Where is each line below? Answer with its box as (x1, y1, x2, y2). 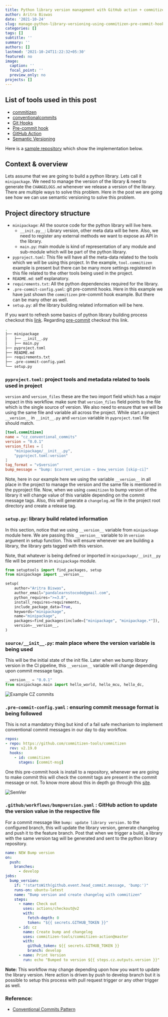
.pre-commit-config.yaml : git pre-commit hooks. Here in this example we (12, 286, 163, 292)
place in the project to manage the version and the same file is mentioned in (5, 481, 161, 487)
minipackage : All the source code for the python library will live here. (12, 222, 152, 228)
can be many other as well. (12, 297, 68, 303)
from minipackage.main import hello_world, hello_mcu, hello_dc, (5, 682, 144, 687)
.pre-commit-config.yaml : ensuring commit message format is (5, 703, 159, 710)
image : (5, 59, 19, 64)
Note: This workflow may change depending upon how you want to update (5, 966, 160, 972)
